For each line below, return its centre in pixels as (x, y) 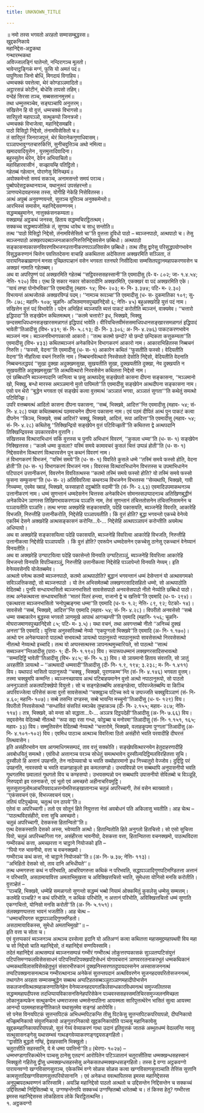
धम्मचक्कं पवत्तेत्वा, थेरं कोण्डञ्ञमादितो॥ (44, 82)
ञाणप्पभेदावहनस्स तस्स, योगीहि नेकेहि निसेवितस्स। (55, 192)
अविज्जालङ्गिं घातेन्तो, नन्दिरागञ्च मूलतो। (47, 62)
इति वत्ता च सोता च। (26, 932)
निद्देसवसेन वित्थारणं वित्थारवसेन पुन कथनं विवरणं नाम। (58, 452)
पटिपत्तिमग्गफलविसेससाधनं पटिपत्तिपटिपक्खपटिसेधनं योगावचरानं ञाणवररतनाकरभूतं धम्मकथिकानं (98, 959)
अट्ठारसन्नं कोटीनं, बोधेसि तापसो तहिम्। (43, 90)
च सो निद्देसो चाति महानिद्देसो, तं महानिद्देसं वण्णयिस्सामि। (59, 946)
